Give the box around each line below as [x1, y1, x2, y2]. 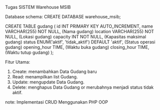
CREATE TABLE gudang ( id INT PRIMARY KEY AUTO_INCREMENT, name [5, 23, 154, 29]
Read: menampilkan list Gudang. [12, 74, 78, 79]
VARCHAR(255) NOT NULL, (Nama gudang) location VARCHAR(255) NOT [5, 29, 154, 34]
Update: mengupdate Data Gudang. [12, 79, 85, 85]
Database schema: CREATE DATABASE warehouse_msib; [5, 14, 121, 19]
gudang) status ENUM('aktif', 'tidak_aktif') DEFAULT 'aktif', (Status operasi [5, 39, 156, 45]
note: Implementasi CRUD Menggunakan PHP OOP [5, 99, 108, 105]
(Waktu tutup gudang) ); [5, 49, 54, 55]
